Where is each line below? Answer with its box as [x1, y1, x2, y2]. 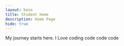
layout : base [5, 7, 33, 12]
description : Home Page [5, 16, 56, 21]
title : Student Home [5, 12, 49, 17]
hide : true [5, 21, 28, 26]
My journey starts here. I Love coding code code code [5, 35, 119, 41]
